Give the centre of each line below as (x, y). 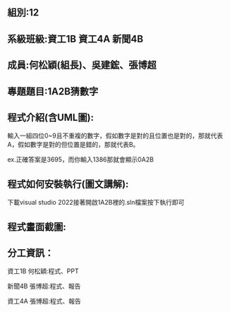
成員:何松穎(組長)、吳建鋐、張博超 (82, 65)
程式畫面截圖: (37, 227)
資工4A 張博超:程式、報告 (44, 301)
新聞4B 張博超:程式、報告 (44, 286)
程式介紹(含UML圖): (50, 118)
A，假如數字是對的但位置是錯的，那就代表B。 (73, 145)
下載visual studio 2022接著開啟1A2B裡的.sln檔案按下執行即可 (96, 203)
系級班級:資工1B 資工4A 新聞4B (75, 38)
